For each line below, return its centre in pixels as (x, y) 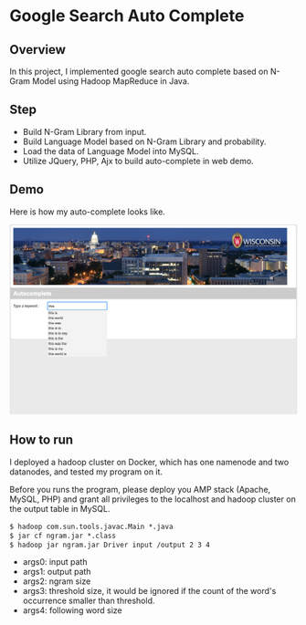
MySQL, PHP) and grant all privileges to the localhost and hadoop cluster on (153, 499)
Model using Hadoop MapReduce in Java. (111, 81)
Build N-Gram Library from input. (84, 131)
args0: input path (55, 561)
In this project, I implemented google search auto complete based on (139, 71)
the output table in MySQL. (60, 508)
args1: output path (57, 571)
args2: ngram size (57, 581)
